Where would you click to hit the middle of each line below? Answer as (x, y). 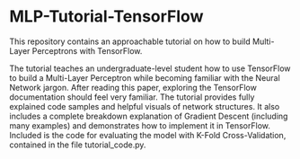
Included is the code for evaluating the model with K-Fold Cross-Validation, (148, 135)
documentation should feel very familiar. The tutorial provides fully (132, 97)
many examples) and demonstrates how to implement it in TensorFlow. (140, 125)
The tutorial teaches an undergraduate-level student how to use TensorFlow (150, 68)
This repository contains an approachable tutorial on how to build (130, 41)
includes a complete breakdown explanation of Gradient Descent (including (149, 116)
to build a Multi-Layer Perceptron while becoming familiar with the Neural (145, 77)
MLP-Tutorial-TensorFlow (106, 17)
